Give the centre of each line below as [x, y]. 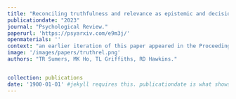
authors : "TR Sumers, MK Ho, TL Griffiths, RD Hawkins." [92, 59]
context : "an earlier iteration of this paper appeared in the [102, 46]
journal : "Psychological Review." [58, 26]
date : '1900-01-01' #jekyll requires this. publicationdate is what [110, 84]
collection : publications [45, 77]
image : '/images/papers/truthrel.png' [64, 53]
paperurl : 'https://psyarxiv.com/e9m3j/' [69, 33]
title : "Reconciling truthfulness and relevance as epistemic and [106, 14]
